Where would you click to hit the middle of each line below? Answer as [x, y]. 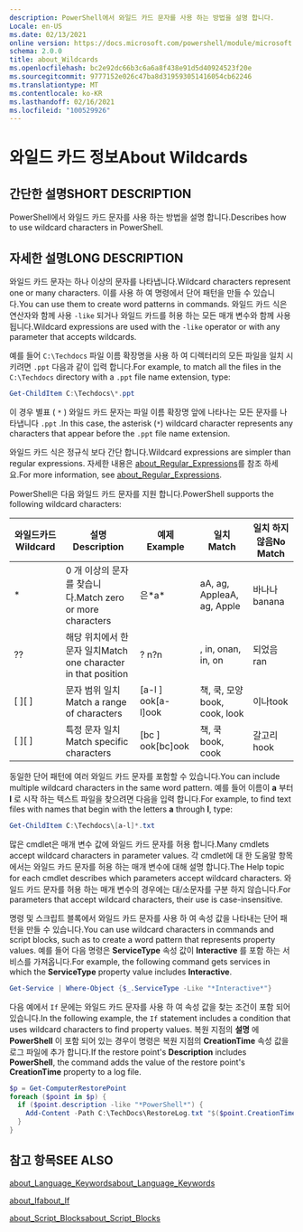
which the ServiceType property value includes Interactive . [121, 972]
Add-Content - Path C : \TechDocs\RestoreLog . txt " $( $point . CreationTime [161, 1114]
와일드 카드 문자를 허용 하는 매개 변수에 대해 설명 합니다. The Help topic [159, 866]
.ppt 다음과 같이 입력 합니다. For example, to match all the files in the [157, 367]
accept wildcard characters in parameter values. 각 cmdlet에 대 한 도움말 [143, 855]
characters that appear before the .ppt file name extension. [120, 433]
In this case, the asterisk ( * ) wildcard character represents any [177, 423]
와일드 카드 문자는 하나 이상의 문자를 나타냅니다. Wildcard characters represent [150, 282]
